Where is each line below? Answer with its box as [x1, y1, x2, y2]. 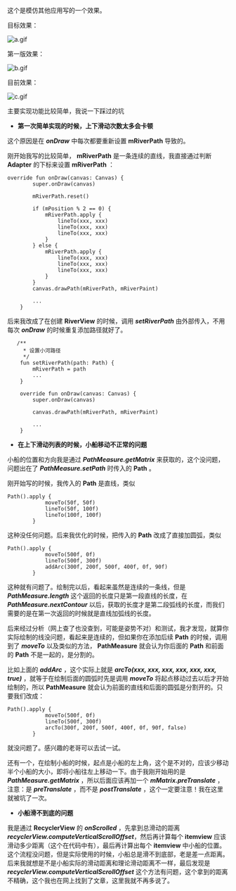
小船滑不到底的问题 [17, 809, 74, 817]
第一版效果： [7, 50, 44, 58]
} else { [32, 242, 58, 249]
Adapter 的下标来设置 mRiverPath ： [7, 160, 114, 169]
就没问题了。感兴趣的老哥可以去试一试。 [7, 744, 124, 752]
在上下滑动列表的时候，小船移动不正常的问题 [17, 440, 147, 449]
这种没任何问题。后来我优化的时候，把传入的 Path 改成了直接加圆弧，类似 [7, 531, 221, 539]
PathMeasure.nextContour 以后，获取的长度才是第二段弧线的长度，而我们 [7, 601, 225, 608]
